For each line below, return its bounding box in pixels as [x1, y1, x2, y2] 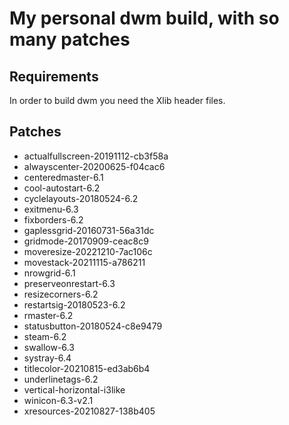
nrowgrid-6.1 [23, 267, 76, 279]
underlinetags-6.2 [23, 373, 99, 385]
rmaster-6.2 [23, 309, 74, 321]
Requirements [9, 68, 99, 85]
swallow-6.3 [23, 341, 75, 353]
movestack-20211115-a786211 [23, 256, 146, 268]
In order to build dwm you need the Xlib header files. [9, 95, 226, 106]
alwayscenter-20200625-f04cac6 [23, 160, 166, 172]
